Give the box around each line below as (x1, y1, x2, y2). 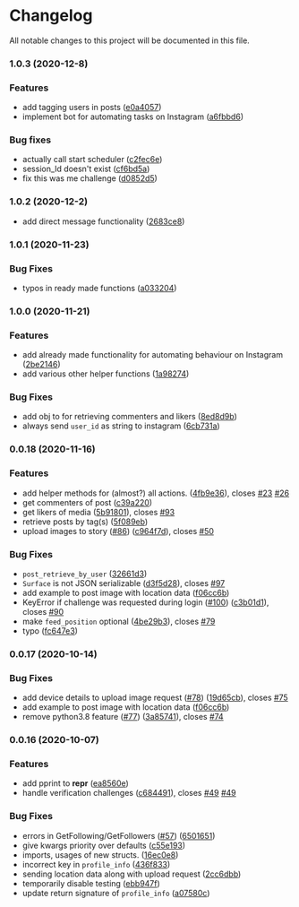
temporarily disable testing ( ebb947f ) (21, 877, 161, 888)
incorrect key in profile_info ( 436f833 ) (21, 859, 171, 869)
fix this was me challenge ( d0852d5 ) (21, 173, 158, 184)
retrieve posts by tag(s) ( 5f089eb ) (21, 516, 149, 527)
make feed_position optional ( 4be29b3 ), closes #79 (21, 616, 216, 626)
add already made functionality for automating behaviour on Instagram (21, 350, 284, 360)
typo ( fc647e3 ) (21, 626, 79, 636)
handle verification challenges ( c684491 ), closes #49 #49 (21, 788, 237, 799)
